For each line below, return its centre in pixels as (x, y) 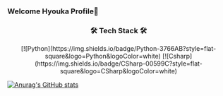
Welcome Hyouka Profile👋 (53, 11)
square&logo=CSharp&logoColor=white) (119, 71)
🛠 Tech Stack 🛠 (119, 30)
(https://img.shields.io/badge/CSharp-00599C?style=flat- (119, 64)
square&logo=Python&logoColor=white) (103, 56)
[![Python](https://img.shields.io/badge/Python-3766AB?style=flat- (119, 49)
